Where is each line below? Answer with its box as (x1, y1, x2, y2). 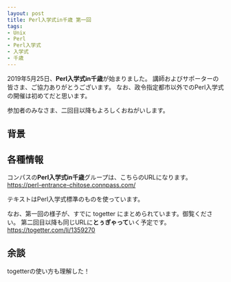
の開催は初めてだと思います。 (7, 91, 91, 99)
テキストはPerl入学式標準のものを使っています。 (7, 195, 144, 203)
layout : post (7, 10, 45, 17)
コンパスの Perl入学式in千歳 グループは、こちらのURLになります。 (7, 173, 192, 181)
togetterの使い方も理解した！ (7, 267, 91, 275)
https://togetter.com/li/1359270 (7, 226, 96, 234)
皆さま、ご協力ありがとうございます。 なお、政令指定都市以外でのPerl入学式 (7, 83, 224, 91)
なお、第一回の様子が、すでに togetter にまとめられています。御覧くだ (7, 209, 207, 218)
